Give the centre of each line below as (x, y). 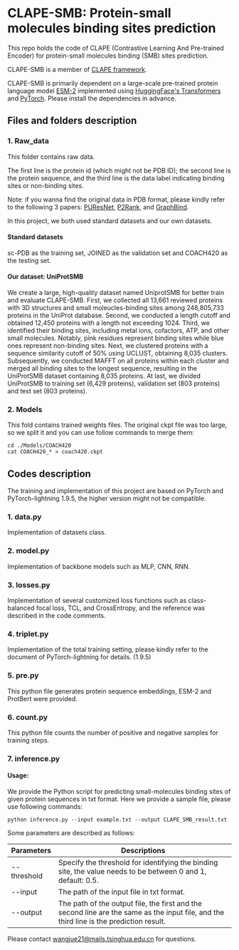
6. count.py (28, 717)
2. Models (25, 409)
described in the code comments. (57, 616)
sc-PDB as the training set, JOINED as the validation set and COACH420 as (118, 253)
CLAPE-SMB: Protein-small (90, 13)
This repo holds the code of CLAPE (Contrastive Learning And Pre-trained (116, 48)
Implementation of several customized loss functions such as (97, 601)
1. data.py (25, 517)
